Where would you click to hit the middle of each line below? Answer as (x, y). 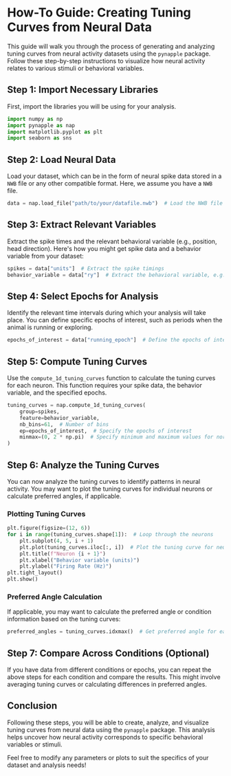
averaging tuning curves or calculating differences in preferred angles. (107, 685)
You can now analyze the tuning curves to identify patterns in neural (104, 481)
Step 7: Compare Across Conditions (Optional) (108, 653)
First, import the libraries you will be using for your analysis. (92, 106)
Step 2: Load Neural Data (62, 159)
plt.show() (23, 579)
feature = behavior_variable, (59, 418)
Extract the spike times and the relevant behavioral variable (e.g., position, (112, 241)
